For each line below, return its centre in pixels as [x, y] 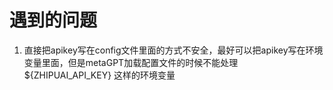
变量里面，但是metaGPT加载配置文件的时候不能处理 [131, 62]
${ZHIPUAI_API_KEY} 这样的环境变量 [99, 75]
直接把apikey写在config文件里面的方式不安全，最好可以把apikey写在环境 [173, 50]
